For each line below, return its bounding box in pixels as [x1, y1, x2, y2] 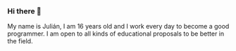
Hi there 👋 [7, 6, 42, 16]
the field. [7, 37, 33, 45]
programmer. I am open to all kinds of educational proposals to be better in [7, 29, 225, 38]
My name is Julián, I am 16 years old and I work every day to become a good [7, 22, 230, 31]
